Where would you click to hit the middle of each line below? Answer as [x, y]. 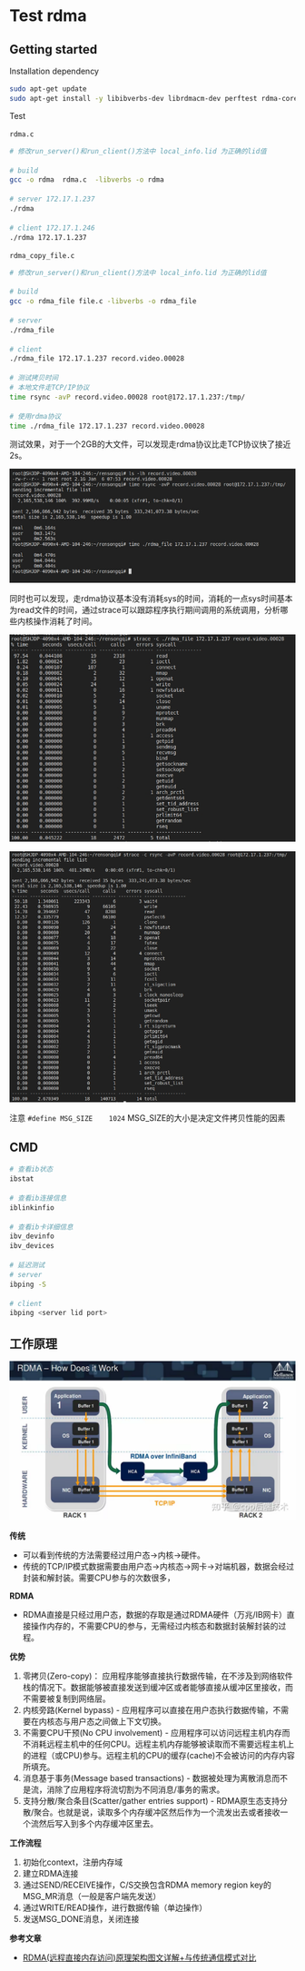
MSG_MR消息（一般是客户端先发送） [92, 1896]
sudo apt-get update [49, 89]
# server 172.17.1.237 [52, 199]
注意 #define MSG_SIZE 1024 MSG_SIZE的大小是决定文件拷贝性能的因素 [148, 1118]
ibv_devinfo [32, 1236]
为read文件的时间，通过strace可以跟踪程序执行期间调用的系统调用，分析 [145, 609]
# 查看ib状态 [31, 1169]
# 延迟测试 [27, 1265]
